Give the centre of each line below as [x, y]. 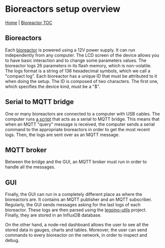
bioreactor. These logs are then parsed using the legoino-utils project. [76, 210]
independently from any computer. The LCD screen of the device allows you [82, 55]
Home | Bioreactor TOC [29, 23]
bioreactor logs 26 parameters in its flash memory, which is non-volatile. [78, 65]
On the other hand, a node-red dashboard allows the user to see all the [77, 225]
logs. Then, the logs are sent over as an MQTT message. [62, 135]
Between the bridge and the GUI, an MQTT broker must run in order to [76, 162]
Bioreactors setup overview [63, 9]
